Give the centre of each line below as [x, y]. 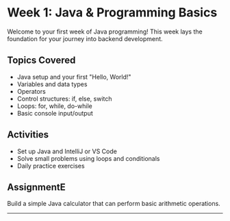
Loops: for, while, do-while [54, 106]
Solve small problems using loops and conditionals [88, 158]
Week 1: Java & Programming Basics [112, 13]
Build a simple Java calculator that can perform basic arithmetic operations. [114, 204]
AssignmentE [37, 187]
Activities [28, 135]
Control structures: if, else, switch [64, 99]
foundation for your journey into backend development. [85, 38]
